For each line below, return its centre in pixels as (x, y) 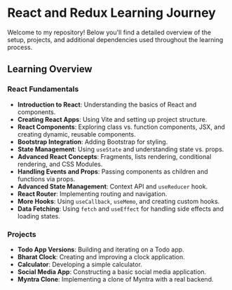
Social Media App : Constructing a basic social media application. (112, 272)
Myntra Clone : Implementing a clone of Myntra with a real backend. (115, 279)
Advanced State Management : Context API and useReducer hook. (112, 186)
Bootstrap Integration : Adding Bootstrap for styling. (93, 141)
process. (20, 47)
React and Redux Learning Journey (111, 13)
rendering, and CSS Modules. (60, 164)
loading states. (39, 216)
